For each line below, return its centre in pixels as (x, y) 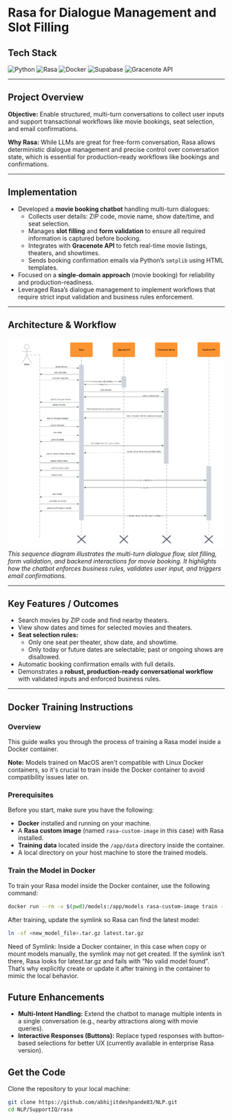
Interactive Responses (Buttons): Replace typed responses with (110, 1036)
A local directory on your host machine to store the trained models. (113, 852)
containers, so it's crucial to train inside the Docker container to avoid (106, 770)
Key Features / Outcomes (63, 604)
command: (23, 893)
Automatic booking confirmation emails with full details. (96, 664)
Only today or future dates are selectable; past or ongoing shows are (126, 650)
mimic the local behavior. (43, 976)
